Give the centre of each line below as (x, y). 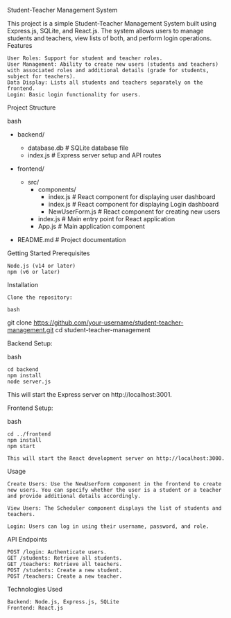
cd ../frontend (29, 434)
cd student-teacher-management (103, 330)
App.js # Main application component (92, 226)
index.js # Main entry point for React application (106, 219)
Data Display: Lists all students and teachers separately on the (105, 83)
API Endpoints (27, 539)
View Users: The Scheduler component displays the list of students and (114, 508)
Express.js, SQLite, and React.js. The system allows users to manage (105, 31)
